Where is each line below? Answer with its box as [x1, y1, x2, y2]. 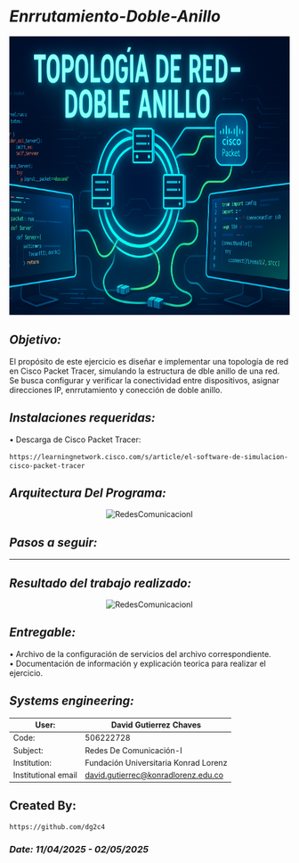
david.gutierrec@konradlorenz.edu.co [84, 769, 224, 781]
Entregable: [9, 625, 76, 640]
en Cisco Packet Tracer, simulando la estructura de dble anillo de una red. [9, 366, 280, 376]
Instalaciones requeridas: [9, 410, 156, 425]
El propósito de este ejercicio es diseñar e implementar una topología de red [9, 356, 289, 366]
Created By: [9, 798, 77, 813]
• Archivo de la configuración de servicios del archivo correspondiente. [9, 648, 271, 659]
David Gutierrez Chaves [110, 719, 202, 730]
